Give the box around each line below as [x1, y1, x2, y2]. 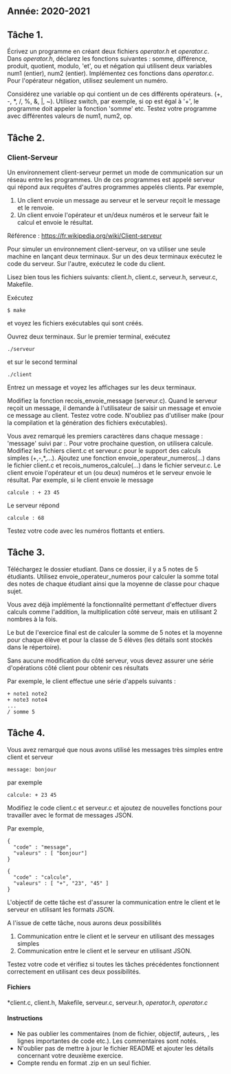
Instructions [7, 1014, 43, 1022]
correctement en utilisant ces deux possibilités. [7, 967, 141, 975]
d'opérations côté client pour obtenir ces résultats [7, 663, 149, 671]
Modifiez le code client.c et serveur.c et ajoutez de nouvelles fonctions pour [7, 803, 222, 812]
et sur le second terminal [7, 358, 78, 366]
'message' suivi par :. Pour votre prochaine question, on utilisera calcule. [7, 439, 213, 447]
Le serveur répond [7, 501, 60, 509]
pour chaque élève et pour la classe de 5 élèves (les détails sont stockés [7, 636, 213, 644]
